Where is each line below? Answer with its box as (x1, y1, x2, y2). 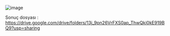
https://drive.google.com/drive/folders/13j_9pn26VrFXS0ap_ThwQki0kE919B (5, 20, 165, 25)
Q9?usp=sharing (5, 25, 40, 31)
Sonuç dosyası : (5, 14, 39, 20)
